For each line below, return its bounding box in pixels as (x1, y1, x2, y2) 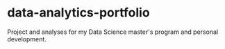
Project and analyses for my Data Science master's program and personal (7, 28, 219, 36)
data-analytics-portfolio (7, 5, 151, 21)
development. (7, 35, 47, 43)
